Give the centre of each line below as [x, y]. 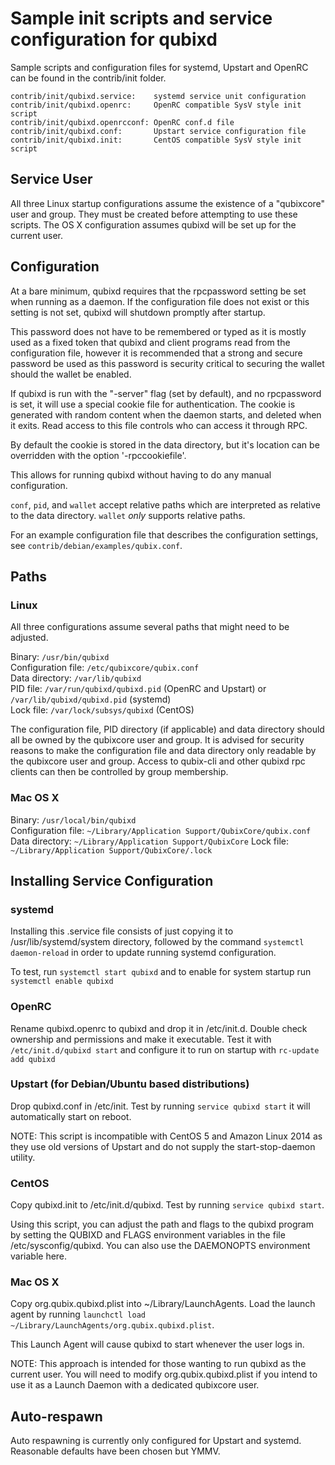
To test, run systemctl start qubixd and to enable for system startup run [161, 972]
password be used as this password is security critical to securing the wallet [167, 363]
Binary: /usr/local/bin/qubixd [73, 819]
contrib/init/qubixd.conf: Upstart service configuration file [158, 131]
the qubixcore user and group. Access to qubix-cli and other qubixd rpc [158, 761]
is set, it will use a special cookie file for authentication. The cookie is [153, 404]
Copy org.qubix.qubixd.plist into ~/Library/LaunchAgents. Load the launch [163, 1304]
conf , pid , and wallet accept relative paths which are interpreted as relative [165, 504]
